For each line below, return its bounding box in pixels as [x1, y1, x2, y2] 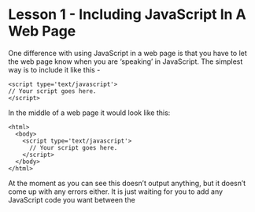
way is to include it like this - [8, 65, 101, 74]
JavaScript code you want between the [8, 195, 135, 204]
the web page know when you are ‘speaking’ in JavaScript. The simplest [8, 57, 243, 66]
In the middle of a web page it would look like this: [8, 108, 171, 117]
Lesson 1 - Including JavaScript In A [8, 6, 246, 24]
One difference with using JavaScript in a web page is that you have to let [8, 48, 248, 58]
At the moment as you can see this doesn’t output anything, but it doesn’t [8, 178, 246, 188]
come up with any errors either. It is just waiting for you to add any [8, 187, 223, 196]
